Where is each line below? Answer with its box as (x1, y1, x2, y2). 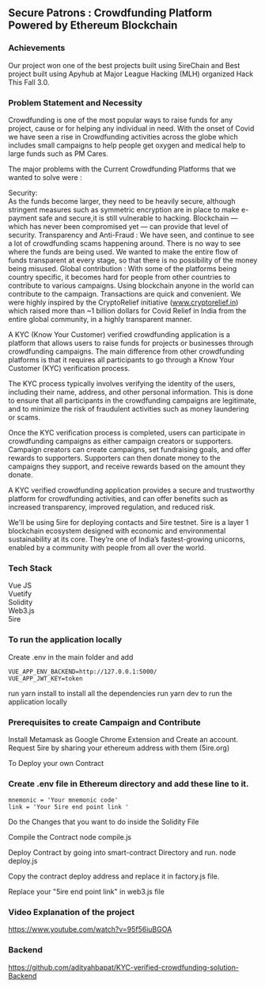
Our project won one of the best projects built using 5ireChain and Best (8, 60, 240, 70)
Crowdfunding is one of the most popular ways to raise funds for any (8, 115, 233, 124)
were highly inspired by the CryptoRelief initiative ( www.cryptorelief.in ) (8, 297, 239, 307)
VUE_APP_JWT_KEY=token (8, 674, 83, 683)
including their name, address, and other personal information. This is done (8, 387, 253, 396)
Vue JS (8, 580, 32, 590)
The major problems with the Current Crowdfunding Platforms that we (8, 164, 236, 174)
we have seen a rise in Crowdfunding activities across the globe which (8, 132, 239, 141)
